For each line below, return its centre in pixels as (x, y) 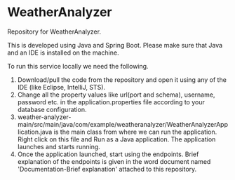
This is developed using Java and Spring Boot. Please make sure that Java (115, 45)
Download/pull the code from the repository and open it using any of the (122, 79)
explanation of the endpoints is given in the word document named (114, 161)
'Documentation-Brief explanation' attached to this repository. (107, 169)
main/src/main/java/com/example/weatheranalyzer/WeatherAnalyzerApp (122, 124)
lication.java (35, 132)
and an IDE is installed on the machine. (63, 53)
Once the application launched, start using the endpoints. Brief (108, 154)
